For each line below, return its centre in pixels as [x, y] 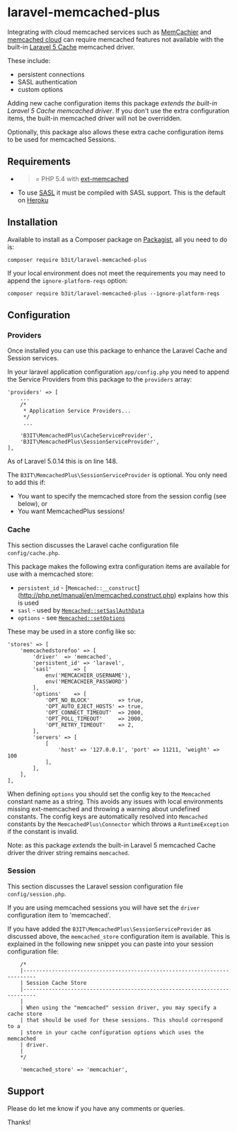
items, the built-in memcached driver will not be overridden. [94, 118]
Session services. [33, 358]
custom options [40, 89]
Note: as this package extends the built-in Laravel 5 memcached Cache [111, 845]
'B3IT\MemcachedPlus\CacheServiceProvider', [87, 436]
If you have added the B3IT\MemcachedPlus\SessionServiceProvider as [109, 929]
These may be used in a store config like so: [72, 631]
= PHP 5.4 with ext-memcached [82, 178]
